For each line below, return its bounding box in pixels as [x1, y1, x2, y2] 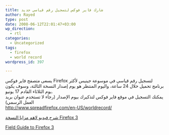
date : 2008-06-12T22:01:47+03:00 [5, 21, 76, 27]
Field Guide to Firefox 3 [5, 124, 54, 130]
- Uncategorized [10, 41, 44, 46]
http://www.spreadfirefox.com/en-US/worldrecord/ [5, 105, 112, 111]
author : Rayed [5, 12, 36, 17]
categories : [5, 36, 30, 41]
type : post [5, 17, 28, 22]
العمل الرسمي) [5, 99, 35, 106]
